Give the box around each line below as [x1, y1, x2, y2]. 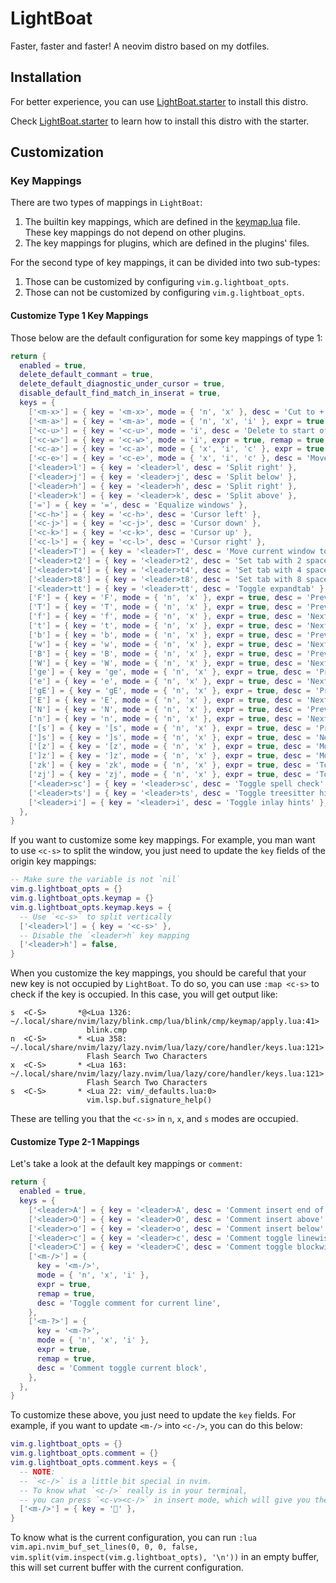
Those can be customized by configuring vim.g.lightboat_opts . [24, 276, 290, 288]
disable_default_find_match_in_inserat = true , [19, 388, 222, 399]
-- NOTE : [19, 1467, 56, 1477]
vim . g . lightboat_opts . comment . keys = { [10, 1458, 177, 1468]
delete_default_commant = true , [19, 370, 155, 380]
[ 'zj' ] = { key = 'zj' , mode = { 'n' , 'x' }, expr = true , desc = [28, 770, 312, 780]
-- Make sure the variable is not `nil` [10, 875, 182, 885]
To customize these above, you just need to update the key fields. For [10, 1409, 297, 1421]
